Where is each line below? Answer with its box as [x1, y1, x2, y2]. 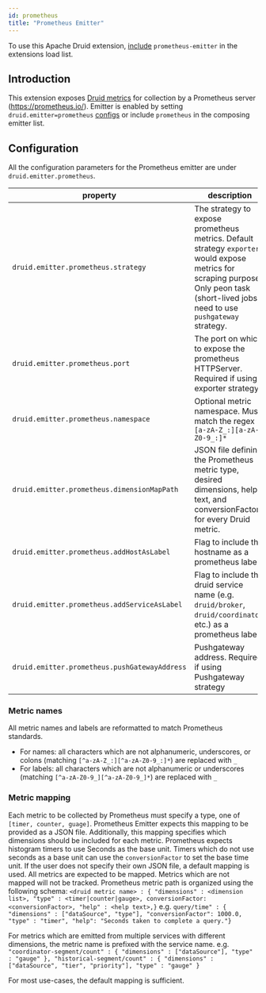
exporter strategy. [193, 383, 261, 394]
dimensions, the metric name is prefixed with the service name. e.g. [8, 939, 230, 949]
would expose [193, 253, 247, 264]
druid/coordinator [193, 610, 264, 620]
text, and [193, 494, 227, 505]
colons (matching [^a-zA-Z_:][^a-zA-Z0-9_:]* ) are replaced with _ [19, 756, 237, 765]
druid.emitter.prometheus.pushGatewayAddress [12, 663, 187, 672]
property [82, 190, 117, 201]
